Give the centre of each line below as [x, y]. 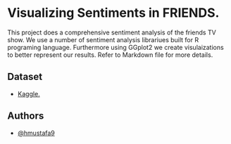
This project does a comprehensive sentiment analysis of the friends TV [112, 32]
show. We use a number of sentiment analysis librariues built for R [103, 39]
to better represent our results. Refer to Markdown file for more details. [110, 55]
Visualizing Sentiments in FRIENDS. [113, 13]
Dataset [25, 77]
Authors [26, 116]
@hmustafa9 [36, 133]
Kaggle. [29, 93]
